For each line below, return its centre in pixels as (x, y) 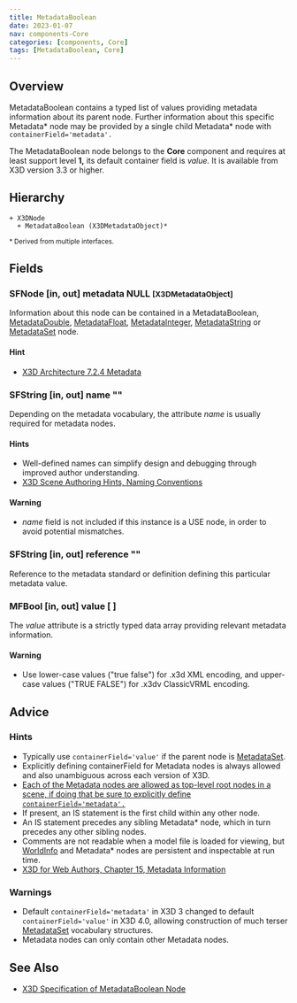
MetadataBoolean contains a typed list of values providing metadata (133, 107)
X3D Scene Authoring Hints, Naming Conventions (112, 482)
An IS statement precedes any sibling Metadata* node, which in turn (146, 822)
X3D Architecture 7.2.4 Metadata (81, 372)
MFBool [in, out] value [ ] (63, 606)
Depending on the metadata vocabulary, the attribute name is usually (135, 413)
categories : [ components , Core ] (69, 42)
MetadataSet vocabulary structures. (88, 930)
